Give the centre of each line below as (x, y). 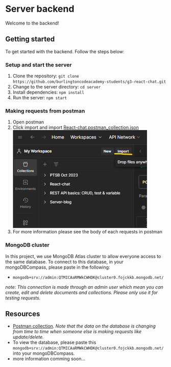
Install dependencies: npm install (48, 92)
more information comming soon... (49, 359)
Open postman (28, 122)
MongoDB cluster (27, 245)
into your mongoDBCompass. (44, 353)
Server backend (40, 9)
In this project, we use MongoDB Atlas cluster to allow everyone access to (83, 256)
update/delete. (28, 337)
